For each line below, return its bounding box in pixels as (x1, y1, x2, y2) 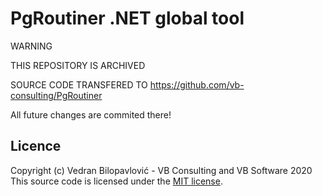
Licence (10, 138, 62, 155)
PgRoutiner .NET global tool (10, 7, 245, 30)
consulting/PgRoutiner (10, 89, 103, 101)
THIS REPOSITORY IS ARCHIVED (10, 59, 146, 71)
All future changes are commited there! (10, 108, 172, 121)
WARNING (10, 40, 53, 52)
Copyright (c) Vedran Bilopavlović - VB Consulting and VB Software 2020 (10, 164, 313, 176)
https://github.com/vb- (149, 78, 245, 91)
